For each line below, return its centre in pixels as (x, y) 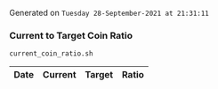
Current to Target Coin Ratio (71, 35)
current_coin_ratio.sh (51, 54)
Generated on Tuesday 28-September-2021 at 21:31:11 (109, 13)
